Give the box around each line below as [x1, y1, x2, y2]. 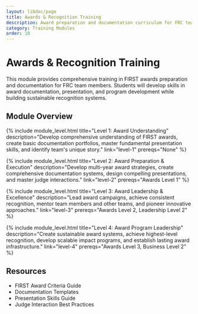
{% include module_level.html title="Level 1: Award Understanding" [6, 127, 169, 134]
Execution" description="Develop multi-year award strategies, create [6, 163, 174, 171]
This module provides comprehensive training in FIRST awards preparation [6, 76, 188, 83]
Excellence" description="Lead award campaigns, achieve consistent [6, 194, 175, 201]
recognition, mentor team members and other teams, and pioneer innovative [6, 200, 192, 207]
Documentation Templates [14, 288, 79, 295]
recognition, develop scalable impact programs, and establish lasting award [6, 237, 190, 244]
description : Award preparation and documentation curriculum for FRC [6, 19, 183, 25]
